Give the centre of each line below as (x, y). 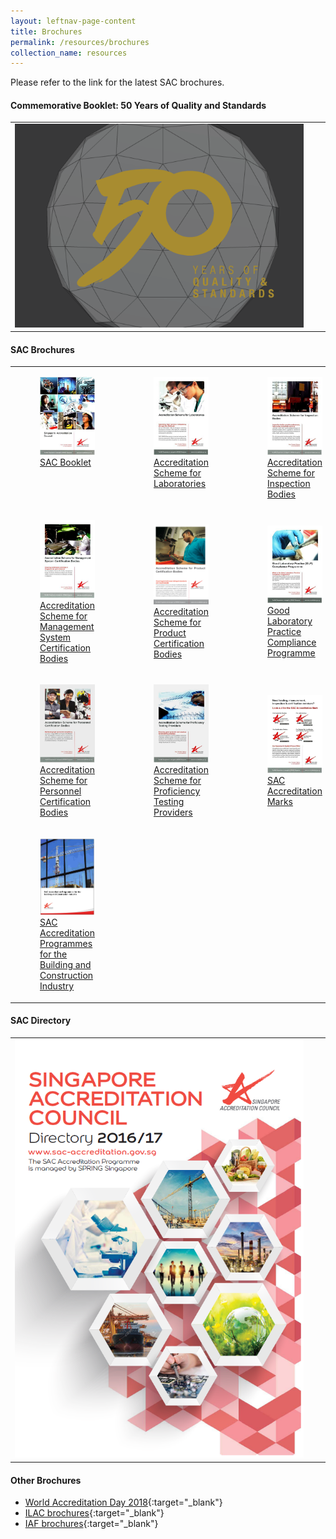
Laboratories (180, 483)
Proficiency (177, 791)
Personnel (60, 791)
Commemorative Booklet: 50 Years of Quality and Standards (138, 105)
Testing (169, 801)
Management (67, 626)
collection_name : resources (69, 53)
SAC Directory (41, 1021)
